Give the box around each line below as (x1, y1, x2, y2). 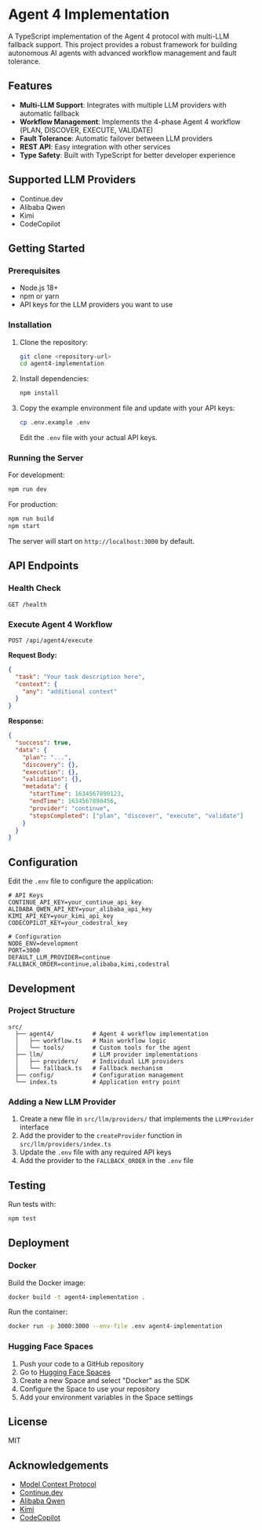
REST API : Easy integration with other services (19, 141, 171, 151)
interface (19, 1122, 49, 1132)
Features (8, 79, 53, 93)
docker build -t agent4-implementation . (8, 1293, 146, 1301)
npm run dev (8, 486, 47, 493)
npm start (8, 523, 41, 530)
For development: (8, 470, 65, 480)
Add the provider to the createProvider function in (19, 1131, 183, 1140)
